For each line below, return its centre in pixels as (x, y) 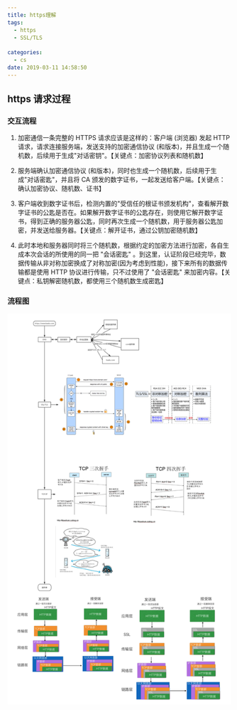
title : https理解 (32, 15)
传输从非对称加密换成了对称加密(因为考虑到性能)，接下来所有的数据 (123, 263)
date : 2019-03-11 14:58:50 (47, 68)
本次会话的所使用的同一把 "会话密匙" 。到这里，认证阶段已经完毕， (122, 254)
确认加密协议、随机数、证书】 (61, 189)
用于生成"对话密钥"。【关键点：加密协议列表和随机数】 (128, 156)
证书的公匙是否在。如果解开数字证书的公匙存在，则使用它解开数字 (120, 213)
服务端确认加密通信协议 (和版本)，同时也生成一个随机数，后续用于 (114, 171)
